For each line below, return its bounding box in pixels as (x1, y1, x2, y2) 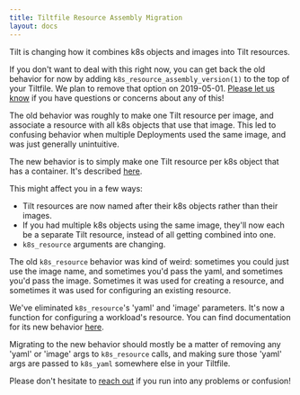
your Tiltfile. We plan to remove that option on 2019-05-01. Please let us (9, 83, 276, 94)
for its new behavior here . (9, 321, 105, 332)
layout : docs (9, 22, 58, 31)
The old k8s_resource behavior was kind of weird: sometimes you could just (9, 256, 289, 266)
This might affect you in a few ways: (9, 183, 144, 193)
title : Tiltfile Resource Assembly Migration (9, 13, 182, 22)
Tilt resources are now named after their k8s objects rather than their (22, 200, 278, 211)
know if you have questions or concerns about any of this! (9, 92, 225, 103)
